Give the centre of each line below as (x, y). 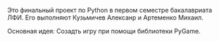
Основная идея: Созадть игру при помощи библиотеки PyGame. (104, 31)
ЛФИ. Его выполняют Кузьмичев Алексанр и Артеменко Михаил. (106, 17)
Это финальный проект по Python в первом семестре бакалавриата (110, 10)
